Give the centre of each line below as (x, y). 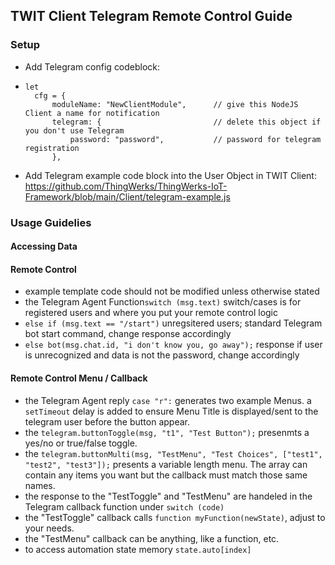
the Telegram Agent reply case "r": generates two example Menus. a (168, 400)
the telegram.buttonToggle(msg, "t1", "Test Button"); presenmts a (167, 432)
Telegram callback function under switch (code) (124, 506)
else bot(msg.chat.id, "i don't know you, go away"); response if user (173, 345)
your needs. (49, 528)
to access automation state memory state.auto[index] (138, 549)
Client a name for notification (92, 113)
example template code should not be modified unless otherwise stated (172, 291)
